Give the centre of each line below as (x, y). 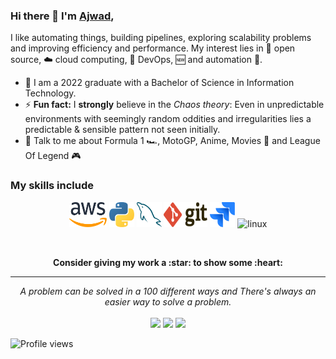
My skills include (52, 186)
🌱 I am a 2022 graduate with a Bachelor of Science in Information (159, 83)
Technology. (50, 93)
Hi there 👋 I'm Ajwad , (62, 16)
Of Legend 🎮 (53, 156)
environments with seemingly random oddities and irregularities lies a (168, 119)
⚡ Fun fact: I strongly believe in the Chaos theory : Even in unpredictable (174, 105)
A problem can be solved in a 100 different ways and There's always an (168, 291)
